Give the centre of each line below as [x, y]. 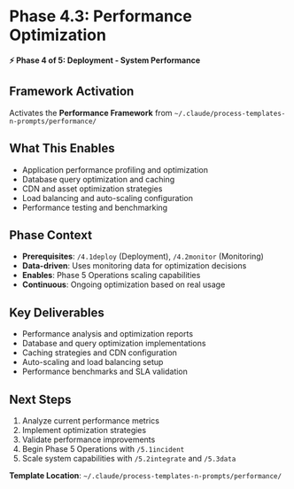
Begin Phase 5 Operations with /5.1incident [103, 449]
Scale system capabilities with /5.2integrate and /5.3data [129, 458]
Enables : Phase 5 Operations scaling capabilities [111, 276]
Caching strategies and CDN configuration [99, 353]
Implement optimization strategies [84, 430]
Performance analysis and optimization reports [107, 334]
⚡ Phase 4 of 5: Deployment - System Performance [105, 60]
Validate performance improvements [89, 439]
